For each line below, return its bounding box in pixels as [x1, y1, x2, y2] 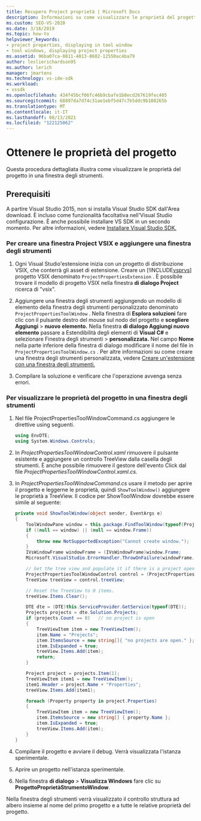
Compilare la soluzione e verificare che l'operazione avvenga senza [14, 372, 182, 380]
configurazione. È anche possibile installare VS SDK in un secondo [6, 218, 170, 225]
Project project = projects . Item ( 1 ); [26, 671, 120, 677]
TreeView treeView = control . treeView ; [26, 577, 126, 583]
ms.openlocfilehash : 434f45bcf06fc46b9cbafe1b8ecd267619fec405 [6, 92, 167, 98]
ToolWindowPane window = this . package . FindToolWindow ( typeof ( [26, 521, 184, 527]
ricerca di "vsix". [14, 285, 56, 293]
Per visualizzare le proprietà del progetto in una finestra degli [6, 394, 188, 402]
